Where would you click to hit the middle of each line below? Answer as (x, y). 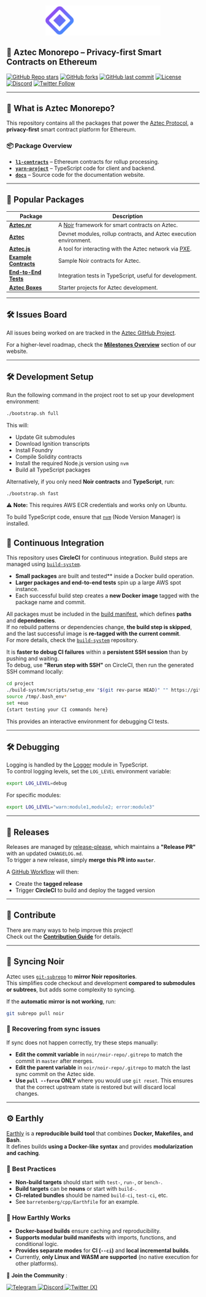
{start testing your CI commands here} (57, 710)
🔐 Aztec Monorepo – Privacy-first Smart (84, 52)
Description (128, 216)
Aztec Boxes (25, 287)
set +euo (17, 703)
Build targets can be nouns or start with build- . (76, 1188)
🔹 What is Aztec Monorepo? (61, 108)
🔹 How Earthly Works (39, 1217)
